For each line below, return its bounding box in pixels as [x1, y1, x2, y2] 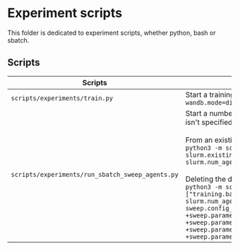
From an [185, 135, 213, 145]
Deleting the [185, 174, 226, 184]
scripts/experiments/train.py [11, 94, 114, 102]
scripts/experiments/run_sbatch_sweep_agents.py [11, 170, 179, 178]
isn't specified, [185, 117, 235, 127]
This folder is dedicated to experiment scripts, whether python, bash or [7, 28, 216, 37]
